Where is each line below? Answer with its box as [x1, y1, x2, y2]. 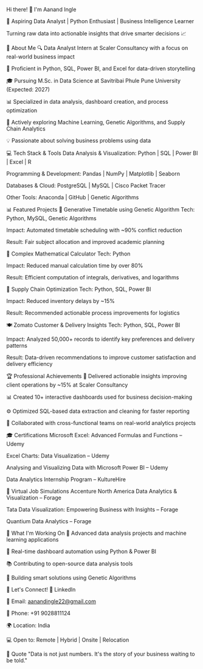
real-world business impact [6, 53, 75, 60]
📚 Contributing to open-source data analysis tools [6, 560, 133, 567]
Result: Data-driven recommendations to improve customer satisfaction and [6, 354, 196, 361]
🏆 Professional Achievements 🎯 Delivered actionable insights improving [6, 373, 187, 379]
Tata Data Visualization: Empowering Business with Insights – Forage [6, 506, 179, 513]
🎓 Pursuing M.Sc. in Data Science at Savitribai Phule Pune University [6, 77, 181, 84]
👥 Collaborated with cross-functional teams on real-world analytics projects [6, 420, 196, 426]
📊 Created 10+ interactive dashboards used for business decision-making [6, 393, 193, 401]
